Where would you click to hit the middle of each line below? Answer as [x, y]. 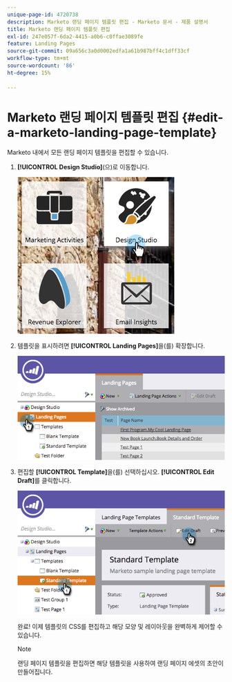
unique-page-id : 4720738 [43, 15]
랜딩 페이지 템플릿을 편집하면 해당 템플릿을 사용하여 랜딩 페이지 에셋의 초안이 [120, 663]
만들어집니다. [35, 672]
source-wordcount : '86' [41, 66]
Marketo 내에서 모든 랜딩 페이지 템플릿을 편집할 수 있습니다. [88, 153]
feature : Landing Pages [41, 44]
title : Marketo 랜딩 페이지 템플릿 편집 [59, 29]
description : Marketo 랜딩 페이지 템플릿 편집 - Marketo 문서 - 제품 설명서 [108, 22]
